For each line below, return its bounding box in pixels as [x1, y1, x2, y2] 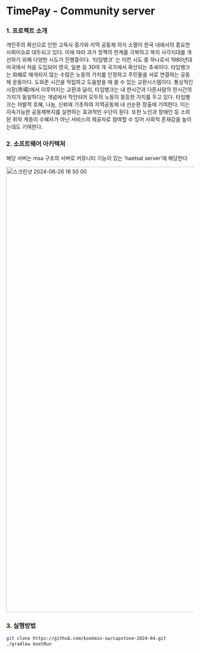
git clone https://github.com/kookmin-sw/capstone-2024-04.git [6, 636, 167, 642]
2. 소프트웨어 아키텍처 [6, 140, 65, 148]
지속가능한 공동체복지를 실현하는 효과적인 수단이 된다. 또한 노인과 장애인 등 [6, 109, 180, 116]
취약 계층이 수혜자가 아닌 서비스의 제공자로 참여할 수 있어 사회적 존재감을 [12, 116, 181, 123]
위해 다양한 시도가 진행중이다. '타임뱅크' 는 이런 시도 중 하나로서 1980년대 [21, 56, 192, 63]
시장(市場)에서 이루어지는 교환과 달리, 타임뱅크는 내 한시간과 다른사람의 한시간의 [6, 86, 192, 93]
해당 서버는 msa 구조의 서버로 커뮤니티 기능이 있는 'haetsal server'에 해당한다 [6, 154, 187, 162]
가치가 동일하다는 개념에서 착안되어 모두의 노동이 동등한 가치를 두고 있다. [6, 94, 174, 101]
